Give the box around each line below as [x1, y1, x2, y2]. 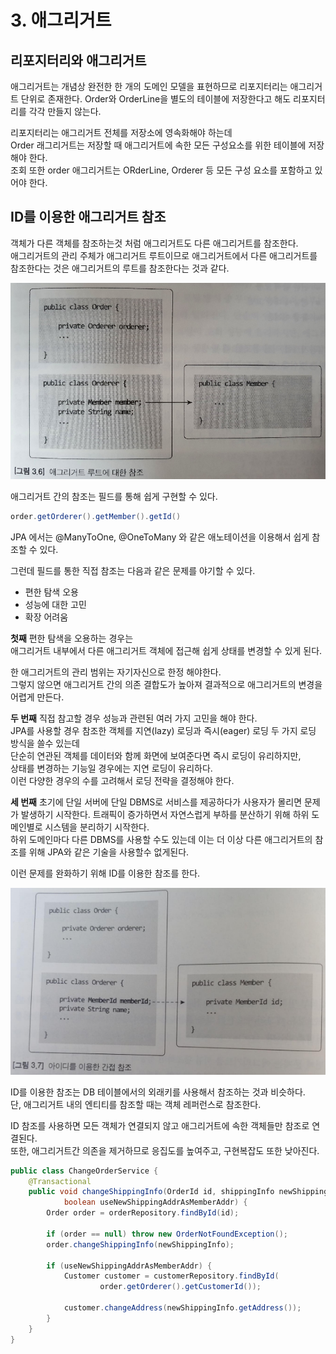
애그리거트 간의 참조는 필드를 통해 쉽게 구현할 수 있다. [10, 490, 218, 502]
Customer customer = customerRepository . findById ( [63, 1271, 280, 1281]
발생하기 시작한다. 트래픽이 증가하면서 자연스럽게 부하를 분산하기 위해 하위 [20, 808, 310, 820]
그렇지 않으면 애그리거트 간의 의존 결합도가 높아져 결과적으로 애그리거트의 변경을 [10, 678, 323, 690]
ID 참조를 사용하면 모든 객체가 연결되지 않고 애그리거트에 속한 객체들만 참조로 [10, 1119, 310, 1131]
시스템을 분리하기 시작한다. [44, 821, 150, 833]
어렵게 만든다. [10, 691, 65, 703]
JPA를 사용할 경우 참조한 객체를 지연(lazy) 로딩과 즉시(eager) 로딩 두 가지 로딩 [10, 724, 317, 736]
